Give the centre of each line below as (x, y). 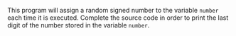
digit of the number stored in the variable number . (79, 25)
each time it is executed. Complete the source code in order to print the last (118, 18)
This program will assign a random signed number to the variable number (113, 10)
